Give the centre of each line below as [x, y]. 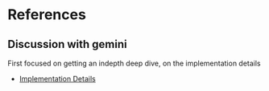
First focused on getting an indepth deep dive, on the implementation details [134, 63]
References [47, 15]
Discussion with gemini [67, 44]
